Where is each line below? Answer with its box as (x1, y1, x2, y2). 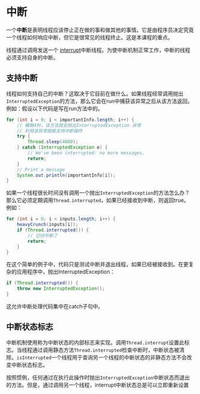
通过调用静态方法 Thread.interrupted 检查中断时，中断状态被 (32, 346, 180, 353)
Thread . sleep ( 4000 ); (27, 139, 79, 145)
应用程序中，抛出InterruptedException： (16, 268, 115, 275)
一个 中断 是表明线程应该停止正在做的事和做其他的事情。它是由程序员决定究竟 (6, 26, 194, 33)
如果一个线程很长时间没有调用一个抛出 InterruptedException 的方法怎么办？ (6, 189, 190, 197)
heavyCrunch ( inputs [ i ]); (17, 222, 79, 228)
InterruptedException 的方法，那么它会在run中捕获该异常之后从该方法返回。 (6, 97, 193, 104)
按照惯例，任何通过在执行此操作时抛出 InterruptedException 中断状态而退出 (6, 374, 190, 381)
